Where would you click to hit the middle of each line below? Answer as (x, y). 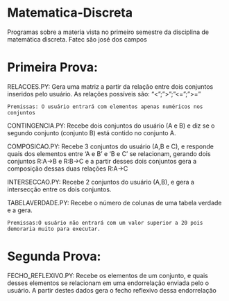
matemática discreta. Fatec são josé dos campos (77, 39)
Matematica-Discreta (70, 13)
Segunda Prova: (54, 256)
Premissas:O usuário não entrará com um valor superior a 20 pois (105, 223)
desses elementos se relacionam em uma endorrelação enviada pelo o (108, 283)
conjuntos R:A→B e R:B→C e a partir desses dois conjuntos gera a (102, 161)
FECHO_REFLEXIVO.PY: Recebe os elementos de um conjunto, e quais (108, 275)
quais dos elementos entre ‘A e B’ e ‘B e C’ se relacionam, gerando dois (109, 153)
